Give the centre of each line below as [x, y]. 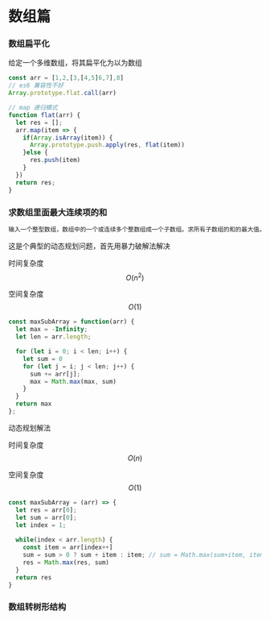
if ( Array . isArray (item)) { [68, 138]
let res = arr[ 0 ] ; [47, 510]
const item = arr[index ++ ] [68, 548]
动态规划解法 [29, 427]
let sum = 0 [43, 359]
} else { [35, 153]
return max [34, 404]
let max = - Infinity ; [52, 330]
